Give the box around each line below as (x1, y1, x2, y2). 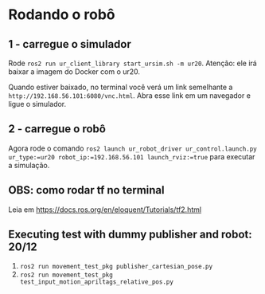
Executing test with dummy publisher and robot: (8, 228, 252, 241)
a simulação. (8, 160, 50, 170)
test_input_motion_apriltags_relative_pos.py (19, 278, 173, 286)
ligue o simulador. (8, 100, 67, 108)
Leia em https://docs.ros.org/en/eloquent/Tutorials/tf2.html (8, 205, 201, 214)
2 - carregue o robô (8, 122, 106, 136)
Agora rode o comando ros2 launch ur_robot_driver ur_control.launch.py (8, 143, 257, 153)
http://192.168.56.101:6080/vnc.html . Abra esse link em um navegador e (8, 91, 251, 100)
